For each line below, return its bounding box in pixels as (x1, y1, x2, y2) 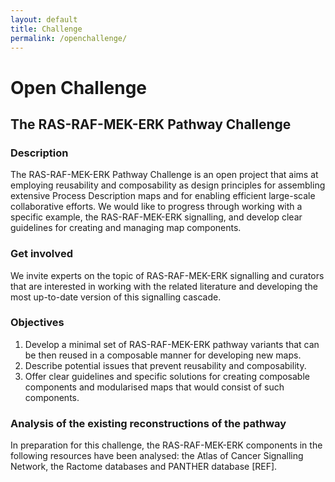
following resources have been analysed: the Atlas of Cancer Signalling (10, 450, 304, 462)
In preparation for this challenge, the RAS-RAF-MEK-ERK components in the (10, 439, 323, 451)
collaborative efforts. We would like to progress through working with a (10, 201, 303, 213)
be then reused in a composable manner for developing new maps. (24, 349, 302, 361)
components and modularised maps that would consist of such (24, 381, 285, 393)
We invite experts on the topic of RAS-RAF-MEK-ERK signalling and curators (10, 269, 325, 281)
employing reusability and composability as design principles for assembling (10, 179, 326, 191)
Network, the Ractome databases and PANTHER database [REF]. (10, 461, 278, 473)
